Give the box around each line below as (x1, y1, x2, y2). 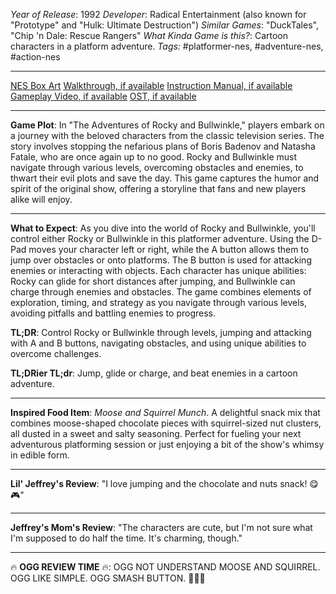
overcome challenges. (10, 348, 102, 359)
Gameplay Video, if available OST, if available (10, 90, 197, 102)
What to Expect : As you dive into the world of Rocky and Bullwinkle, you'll (10, 222, 316, 234)
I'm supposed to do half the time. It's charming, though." (10, 532, 243, 544)
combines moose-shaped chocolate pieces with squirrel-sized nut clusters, (10, 417, 322, 429)
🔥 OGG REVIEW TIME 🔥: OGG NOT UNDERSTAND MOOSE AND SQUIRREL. (10, 561, 321, 573)
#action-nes (10, 51, 61, 63)
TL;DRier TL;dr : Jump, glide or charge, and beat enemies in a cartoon (10, 367, 298, 379)
